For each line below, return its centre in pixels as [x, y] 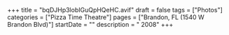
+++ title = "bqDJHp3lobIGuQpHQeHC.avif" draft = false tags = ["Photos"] [115, 10]
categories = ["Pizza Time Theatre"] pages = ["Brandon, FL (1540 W [106, 17]
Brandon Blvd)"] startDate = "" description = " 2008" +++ [90, 24]
